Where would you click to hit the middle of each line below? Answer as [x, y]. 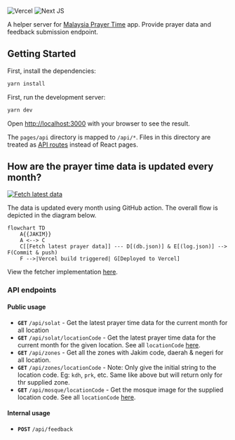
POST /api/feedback [45, 429]
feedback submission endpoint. [53, 32]
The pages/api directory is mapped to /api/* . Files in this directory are [109, 137]
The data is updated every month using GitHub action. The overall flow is [113, 208]
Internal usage [29, 413]
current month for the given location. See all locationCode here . [109, 345]
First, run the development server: [56, 97]
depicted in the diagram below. [52, 215]
